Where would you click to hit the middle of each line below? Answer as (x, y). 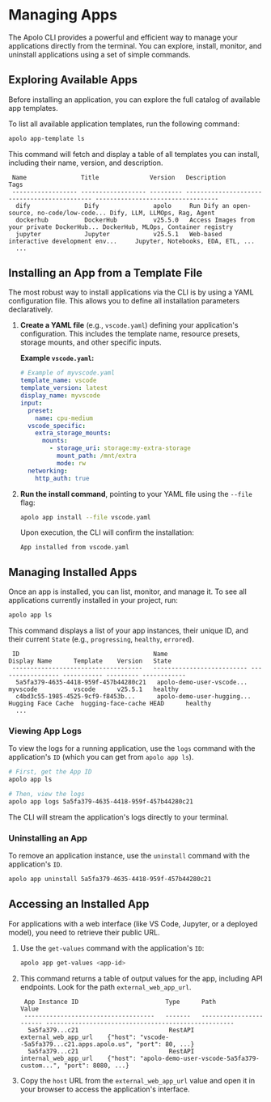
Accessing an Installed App (79, 904)
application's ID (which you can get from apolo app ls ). (101, 757)
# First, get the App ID (50, 772)
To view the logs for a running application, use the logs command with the (132, 748)
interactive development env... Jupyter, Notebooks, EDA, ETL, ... (131, 241)
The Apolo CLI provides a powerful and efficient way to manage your (123, 37)
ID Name (90, 654)
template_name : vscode (58, 381)
